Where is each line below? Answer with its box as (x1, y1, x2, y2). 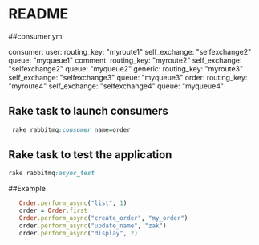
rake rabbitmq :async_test (8, 169, 95, 178)
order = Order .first (18, 206, 88, 215)
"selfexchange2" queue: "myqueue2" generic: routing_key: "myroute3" (8, 63, 243, 73)
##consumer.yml (8, 31, 64, 41)
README (8, 5, 69, 23)
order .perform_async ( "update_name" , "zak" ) (18, 222, 167, 230)
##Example (8, 184, 47, 194)
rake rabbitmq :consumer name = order (11, 125, 131, 133)
